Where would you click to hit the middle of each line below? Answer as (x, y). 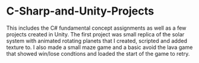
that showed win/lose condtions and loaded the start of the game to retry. (98, 53)
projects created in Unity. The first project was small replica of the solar (95, 34)
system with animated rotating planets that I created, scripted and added (97, 41)
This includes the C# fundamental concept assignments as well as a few (96, 28)
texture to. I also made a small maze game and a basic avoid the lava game (99, 47)
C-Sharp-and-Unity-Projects (80, 11)
